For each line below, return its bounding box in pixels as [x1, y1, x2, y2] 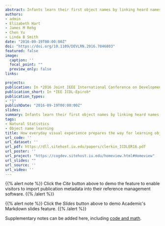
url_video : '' [5, 167, 34, 172]
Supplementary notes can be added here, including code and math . [5, 215, 142, 222]
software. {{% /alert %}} [5, 191, 55, 197]
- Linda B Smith [5, 35, 38, 40]
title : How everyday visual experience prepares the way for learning [5, 130, 153, 135]
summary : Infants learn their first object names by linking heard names [5, 112, 160, 117]
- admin [5, 16, 21, 21]
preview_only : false [9, 67, 52, 72]
